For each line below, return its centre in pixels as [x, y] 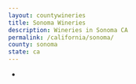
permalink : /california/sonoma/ [61, 37]
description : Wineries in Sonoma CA [68, 30]
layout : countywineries [47, 15]
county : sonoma [33, 45]
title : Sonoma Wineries [47, 23]
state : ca [24, 52]
